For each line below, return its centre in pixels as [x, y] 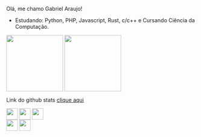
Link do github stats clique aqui [45, 100]
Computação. [32, 27]
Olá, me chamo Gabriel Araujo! [44, 9]
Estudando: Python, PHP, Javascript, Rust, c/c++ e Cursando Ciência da [105, 20]
